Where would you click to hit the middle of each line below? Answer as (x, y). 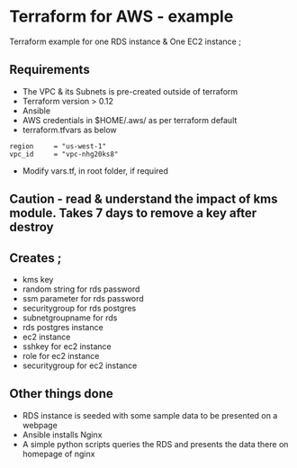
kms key (38, 279)
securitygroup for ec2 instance (80, 365)
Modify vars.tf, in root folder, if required (95, 171)
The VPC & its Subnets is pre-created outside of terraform (130, 91)
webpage (40, 425)
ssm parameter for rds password (83, 298)
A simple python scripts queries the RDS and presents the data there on (155, 444)
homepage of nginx (58, 454)
